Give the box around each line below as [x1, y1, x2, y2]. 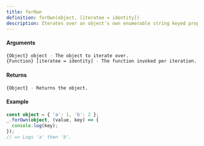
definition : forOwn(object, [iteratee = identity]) [6, 15, 140, 21]
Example [6, 98, 29, 105]
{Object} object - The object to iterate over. [6, 52, 129, 58]
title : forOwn [6, 9, 42, 15]
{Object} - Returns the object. [6, 85, 88, 91]
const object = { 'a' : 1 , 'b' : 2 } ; [6, 111, 99, 117]
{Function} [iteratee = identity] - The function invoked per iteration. [6, 58, 197, 64]
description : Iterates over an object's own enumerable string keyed [6, 20, 186, 26]
